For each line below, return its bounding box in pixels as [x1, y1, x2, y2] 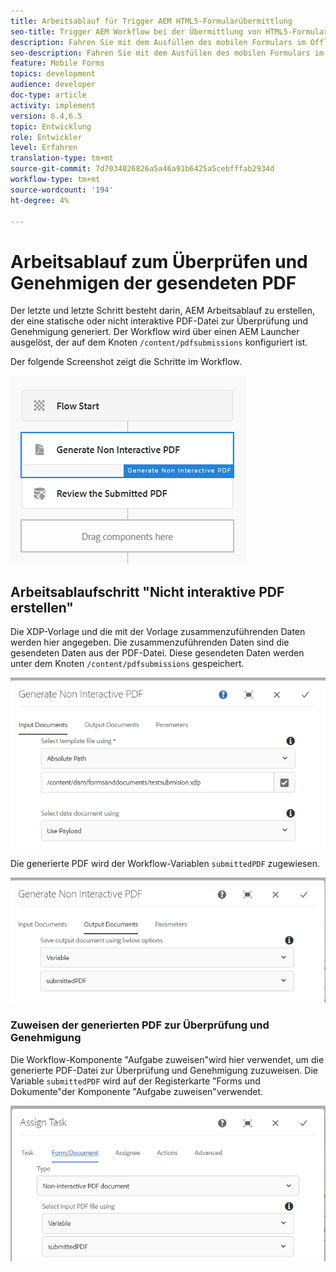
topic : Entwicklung [10, 121, 92, 132]
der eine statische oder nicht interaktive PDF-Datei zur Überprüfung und [10, 315, 309, 327]
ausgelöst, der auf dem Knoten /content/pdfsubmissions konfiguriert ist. [10, 336, 308, 349]
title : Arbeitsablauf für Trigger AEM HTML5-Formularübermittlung [10, 16, 293, 26]
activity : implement [10, 100, 97, 110]
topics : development [10, 69, 97, 79]
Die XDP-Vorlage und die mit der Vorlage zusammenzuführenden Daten [10, 626, 306, 638]
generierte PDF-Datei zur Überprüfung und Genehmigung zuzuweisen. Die [10, 1064, 318, 1076]
